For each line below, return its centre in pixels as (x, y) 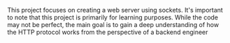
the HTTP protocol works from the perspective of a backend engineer (108, 32)
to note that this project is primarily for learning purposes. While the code (113, 17)
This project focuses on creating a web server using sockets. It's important (115, 10)
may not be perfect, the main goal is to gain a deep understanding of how (113, 25)
